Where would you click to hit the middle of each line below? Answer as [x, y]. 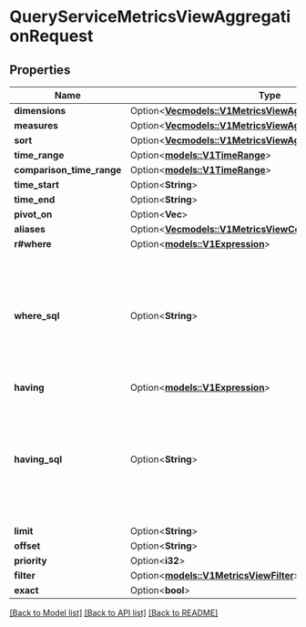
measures [36, 125]
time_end [35, 200]
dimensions [40, 111]
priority [31, 560]
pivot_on [33, 214]
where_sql [37, 316]
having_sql [38, 459]
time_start [36, 185]
